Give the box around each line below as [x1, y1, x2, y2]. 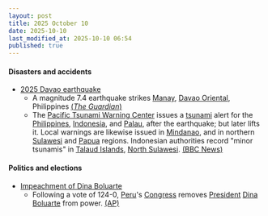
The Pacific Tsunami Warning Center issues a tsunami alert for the [32, 110, 253, 120]
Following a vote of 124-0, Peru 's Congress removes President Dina [32, 189, 258, 199]
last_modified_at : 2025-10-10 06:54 [8, 34, 132, 43]
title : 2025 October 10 [8, 19, 89, 27]
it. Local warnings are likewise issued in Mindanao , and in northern [32, 127, 255, 137]
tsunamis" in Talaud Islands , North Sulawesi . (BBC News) [32, 144, 223, 154]
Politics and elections [8, 163, 83, 172]
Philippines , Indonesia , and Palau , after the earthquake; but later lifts [32, 118, 261, 129]
